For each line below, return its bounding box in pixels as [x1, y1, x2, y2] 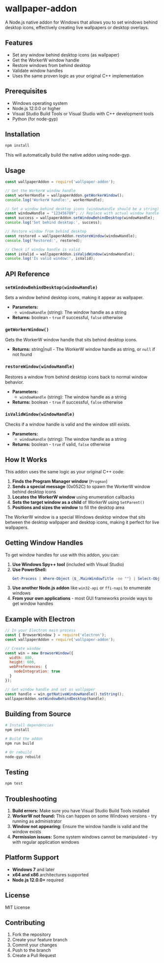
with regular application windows [12, 839, 80, 845]
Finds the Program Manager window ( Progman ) [12, 478, 108, 484]
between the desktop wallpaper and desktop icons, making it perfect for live [5, 519, 160, 525]
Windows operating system [12, 100, 68, 106]
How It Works [5, 456, 48, 464]
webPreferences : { [9, 664, 48, 669]
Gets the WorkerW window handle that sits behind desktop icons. [5, 337, 137, 343]
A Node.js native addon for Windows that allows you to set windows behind [5, 19, 158, 25]
